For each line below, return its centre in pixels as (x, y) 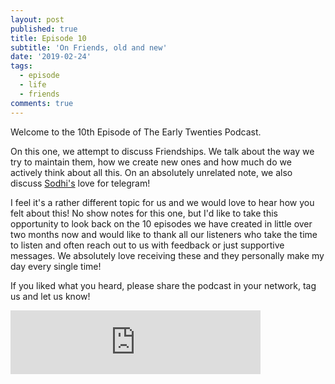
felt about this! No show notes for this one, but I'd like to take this (144, 213)
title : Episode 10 (48, 38)
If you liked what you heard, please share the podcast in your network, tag (163, 285)
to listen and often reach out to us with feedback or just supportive (147, 245)
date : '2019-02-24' (51, 57)
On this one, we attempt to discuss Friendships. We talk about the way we (162, 151)
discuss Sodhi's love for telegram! (80, 183)
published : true (44, 29)
